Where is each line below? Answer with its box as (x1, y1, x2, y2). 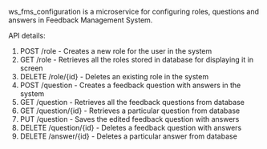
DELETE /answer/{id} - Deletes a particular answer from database (19, 131, 238, 141)
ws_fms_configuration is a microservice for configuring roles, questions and (8, 7, 259, 16)
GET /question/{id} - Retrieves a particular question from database (19, 106, 241, 115)
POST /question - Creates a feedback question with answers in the (19, 80, 241, 90)
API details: (8, 31, 46, 40)
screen (19, 63, 43, 73)
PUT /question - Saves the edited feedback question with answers (19, 115, 240, 123)
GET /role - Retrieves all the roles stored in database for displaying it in (19, 55, 254, 64)
